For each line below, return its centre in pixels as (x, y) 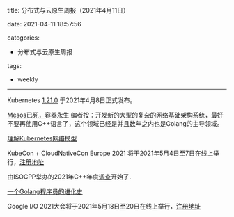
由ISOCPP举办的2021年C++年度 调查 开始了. (69, 177)
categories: (23, 38)
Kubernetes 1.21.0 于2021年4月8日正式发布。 (72, 100)
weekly (28, 79)
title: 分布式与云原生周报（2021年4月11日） (69, 10)
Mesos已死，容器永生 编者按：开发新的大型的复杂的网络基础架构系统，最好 (115, 115)
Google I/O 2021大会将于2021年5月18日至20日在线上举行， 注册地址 (104, 206)
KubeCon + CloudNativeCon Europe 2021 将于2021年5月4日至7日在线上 (110, 153)
